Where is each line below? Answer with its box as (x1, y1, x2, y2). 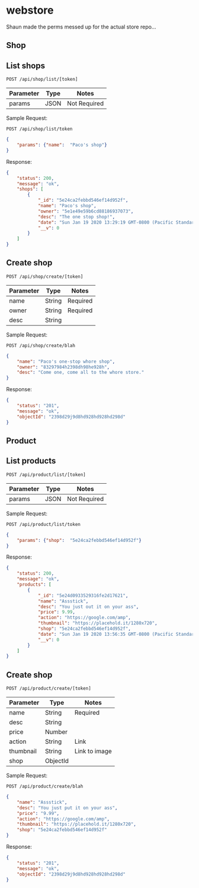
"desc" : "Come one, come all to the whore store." (17, 369, 145, 376)
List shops (6, 61, 46, 71)
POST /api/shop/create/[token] (6, 274, 84, 280)
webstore (6, 4, 54, 17)
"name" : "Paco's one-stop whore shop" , (17, 359, 115, 364)
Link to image (74, 747, 113, 756)
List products (6, 456, 56, 466)
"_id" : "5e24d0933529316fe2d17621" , (37, 592, 129, 598)
